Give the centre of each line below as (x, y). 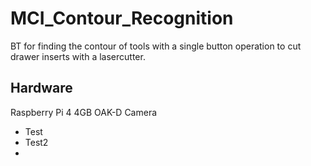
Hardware (41, 88)
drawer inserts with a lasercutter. (78, 56)
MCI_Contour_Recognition (122, 18)
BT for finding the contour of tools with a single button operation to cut (156, 46)
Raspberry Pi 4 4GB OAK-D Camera (84, 112)
